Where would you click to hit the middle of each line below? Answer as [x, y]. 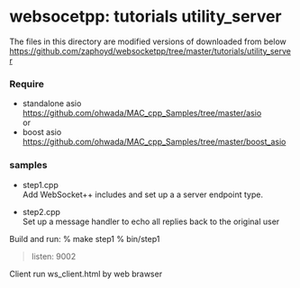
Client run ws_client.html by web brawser [86, 274]
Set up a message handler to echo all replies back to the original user [151, 221]
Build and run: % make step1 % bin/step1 [85, 238]
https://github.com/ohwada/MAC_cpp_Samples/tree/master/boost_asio [154, 142]
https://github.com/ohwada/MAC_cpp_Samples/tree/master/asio [142, 113]
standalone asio [52, 103]
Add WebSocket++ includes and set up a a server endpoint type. [143, 194]
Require [27, 84]
